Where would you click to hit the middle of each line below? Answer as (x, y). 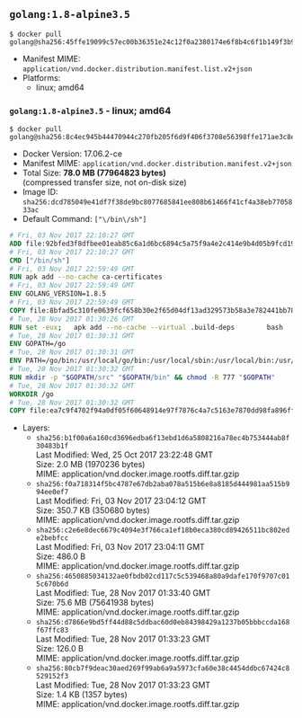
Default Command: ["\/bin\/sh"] (84, 219)
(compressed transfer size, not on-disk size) (104, 182)
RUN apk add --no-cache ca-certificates (86, 277)
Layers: (36, 428)
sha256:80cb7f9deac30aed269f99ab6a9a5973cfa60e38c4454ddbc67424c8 (163, 669)
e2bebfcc (52, 538)
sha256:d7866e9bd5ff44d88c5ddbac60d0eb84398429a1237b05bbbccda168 (163, 623)
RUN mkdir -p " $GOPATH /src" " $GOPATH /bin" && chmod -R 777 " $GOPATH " (142, 377)
